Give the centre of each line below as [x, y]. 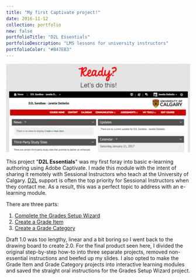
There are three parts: [32, 204]
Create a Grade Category [45, 228]
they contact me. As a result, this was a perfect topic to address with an [93, 187]
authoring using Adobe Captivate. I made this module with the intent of [91, 168]
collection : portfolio [34, 25]
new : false [19, 31]
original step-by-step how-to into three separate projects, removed [87, 252]
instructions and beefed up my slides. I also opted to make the [104, 258]
